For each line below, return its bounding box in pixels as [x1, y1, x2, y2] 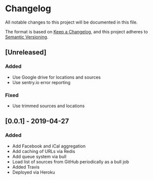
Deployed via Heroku [12, 169, 55, 175]
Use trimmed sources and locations [12, 103, 85, 109]
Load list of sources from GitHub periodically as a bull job [12, 158, 129, 165]
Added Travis [12, 164, 40, 170]
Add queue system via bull [12, 153, 67, 159]
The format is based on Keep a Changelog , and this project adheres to [5, 29, 148, 34]
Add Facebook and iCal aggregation [12, 143, 86, 149]
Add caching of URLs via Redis [12, 148, 76, 154]
